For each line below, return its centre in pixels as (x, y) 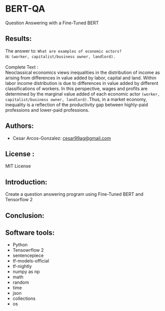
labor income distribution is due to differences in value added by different (82, 83)
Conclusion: (25, 215)
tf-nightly (22, 266)
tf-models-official (31, 261)
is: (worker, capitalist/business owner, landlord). (60, 56)
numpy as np (26, 272)
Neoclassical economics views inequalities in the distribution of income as (83, 72)
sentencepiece (28, 255)
